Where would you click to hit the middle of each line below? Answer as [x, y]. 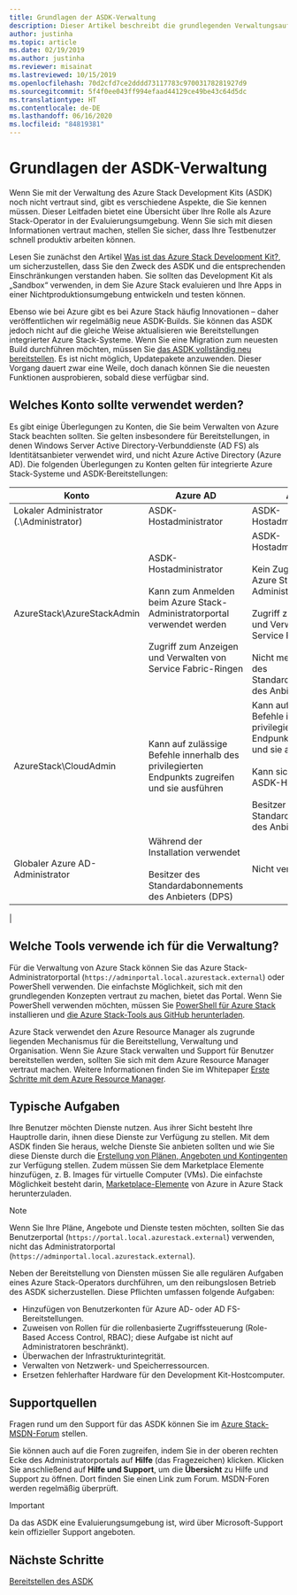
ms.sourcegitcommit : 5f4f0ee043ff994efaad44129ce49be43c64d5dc [128, 91]
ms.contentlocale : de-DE [55, 108]
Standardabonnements [196, 885]
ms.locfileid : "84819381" [57, 125]
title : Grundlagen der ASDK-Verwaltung [83, 17]
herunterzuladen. [41, 1194]
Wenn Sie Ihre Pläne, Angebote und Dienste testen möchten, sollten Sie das [147, 1228]
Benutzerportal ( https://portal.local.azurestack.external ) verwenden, [142, 1237]
